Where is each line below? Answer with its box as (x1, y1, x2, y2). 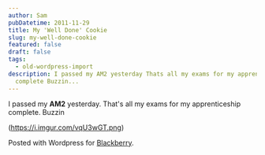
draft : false (8, 48, 51, 56)
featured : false (8, 41, 62, 49)
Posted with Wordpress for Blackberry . (8, 138, 134, 147)
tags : (8, 56, 26, 64)
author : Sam (8, 11, 47, 20)
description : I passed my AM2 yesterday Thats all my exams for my (8, 70, 235, 78)
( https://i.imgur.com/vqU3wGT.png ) (8, 123, 125, 132)
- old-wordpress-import (15, 63, 93, 71)
